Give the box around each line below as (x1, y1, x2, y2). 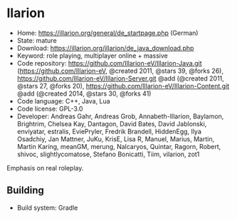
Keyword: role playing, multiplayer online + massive (16, 51, 168, 60)
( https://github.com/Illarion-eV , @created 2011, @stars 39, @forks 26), (16, 66, 223, 75)
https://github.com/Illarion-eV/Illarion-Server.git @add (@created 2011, (16, 73, 225, 83)
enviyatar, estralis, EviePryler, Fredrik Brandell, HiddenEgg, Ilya (16, 127, 202, 136)
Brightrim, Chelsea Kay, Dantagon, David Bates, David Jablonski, (16, 119, 207, 128)
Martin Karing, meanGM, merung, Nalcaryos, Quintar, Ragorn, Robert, (16, 142, 221, 151)
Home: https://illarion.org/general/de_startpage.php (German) (16, 29, 199, 37)
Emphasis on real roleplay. (6, 163, 84, 172)
